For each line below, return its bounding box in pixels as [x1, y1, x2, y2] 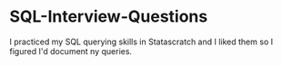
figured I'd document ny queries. [9, 45, 133, 56]
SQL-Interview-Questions [9, 6, 208, 27]
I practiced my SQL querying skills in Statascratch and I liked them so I [9, 36, 274, 47]
